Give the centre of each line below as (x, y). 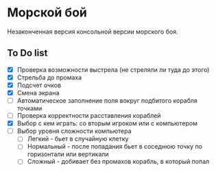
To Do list (27, 53)
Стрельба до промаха (49, 77)
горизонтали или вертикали (68, 154)
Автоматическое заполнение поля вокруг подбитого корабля (107, 100)
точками (29, 108)
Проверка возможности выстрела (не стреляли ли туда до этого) (113, 69)
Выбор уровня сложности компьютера (74, 131)
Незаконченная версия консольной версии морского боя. (93, 32)
